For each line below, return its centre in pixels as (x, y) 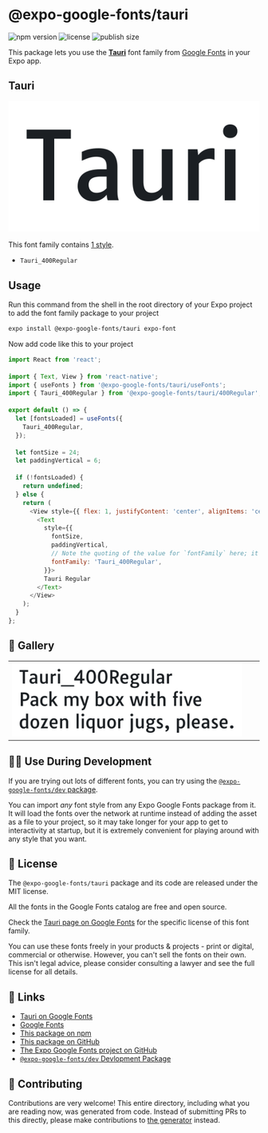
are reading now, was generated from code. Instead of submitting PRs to (128, 1111)
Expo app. (25, 61)
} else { (30, 494)
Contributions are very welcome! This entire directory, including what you (129, 1103)
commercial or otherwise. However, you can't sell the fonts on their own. (127, 955)
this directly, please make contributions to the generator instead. (114, 1120)
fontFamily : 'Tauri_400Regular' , (106, 562)
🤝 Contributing (45, 1084)
